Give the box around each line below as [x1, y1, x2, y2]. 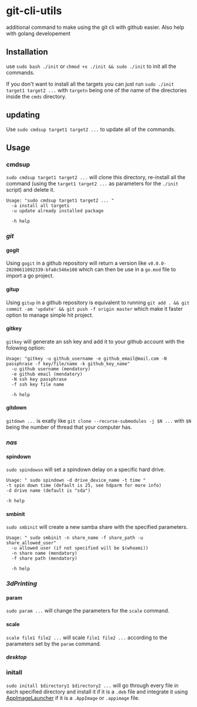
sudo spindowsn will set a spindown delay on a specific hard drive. [6, 466, 166, 473]
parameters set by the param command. [6, 640, 101, 647]
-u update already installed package [11, 208, 104, 214]
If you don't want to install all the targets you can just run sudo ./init [6, 80, 175, 87]
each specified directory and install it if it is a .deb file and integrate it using [6, 688, 188, 695]
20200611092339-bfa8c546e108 [6, 267, 78, 273]
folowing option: [6, 344, 45, 351]
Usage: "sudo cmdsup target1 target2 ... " [6, 198, 115, 204]
